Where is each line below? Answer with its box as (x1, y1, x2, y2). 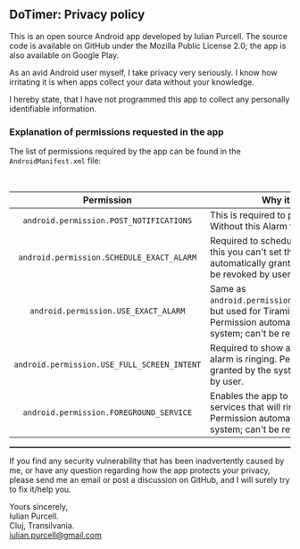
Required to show (209, 342, 284, 354)
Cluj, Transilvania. (9, 520, 75, 531)
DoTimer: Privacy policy (9, 7, 146, 22)
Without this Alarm (209, 220, 287, 233)
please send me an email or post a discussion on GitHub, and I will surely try (9, 475, 290, 486)
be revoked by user (209, 268, 291, 280)
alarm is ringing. (209, 353, 278, 365)
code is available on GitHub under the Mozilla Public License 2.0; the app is (9, 40, 287, 51)
